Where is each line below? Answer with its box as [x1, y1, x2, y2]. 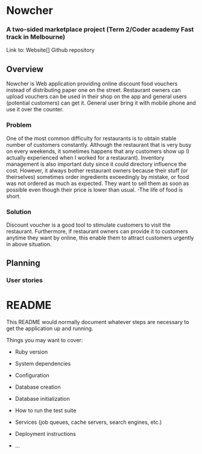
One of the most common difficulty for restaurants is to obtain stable [6, 134, 177, 142]
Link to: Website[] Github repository [6, 47, 95, 54]
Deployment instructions [14, 430, 77, 438]
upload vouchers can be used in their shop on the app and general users [6, 93, 187, 100]
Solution [6, 207, 32, 216]
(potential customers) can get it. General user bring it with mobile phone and [6, 99, 196, 106]
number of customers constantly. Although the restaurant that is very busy [6, 141, 192, 148]
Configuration [14, 372, 49, 379]
